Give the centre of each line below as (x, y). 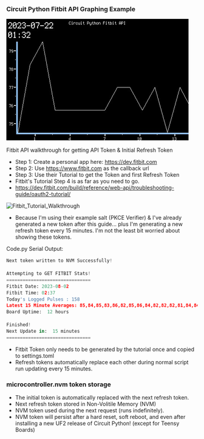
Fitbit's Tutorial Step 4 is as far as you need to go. (77, 182)
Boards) (25, 429)
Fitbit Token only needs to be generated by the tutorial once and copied (105, 349)
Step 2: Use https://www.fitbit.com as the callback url (82, 168)
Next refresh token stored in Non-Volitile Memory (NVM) (86, 404)
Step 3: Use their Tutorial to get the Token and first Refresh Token (97, 175)
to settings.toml (35, 356)
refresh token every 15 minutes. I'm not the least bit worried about (97, 231)
